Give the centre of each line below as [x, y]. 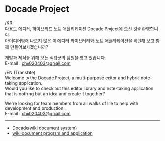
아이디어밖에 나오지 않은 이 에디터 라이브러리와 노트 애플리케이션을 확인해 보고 [80, 41]
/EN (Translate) [20, 72]
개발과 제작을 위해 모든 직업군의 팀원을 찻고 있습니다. [55, 57]
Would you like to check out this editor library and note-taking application [79, 88]
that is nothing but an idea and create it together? [55, 93]
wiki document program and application [53, 133]
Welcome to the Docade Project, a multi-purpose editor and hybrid [72, 78]
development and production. [35, 108]
